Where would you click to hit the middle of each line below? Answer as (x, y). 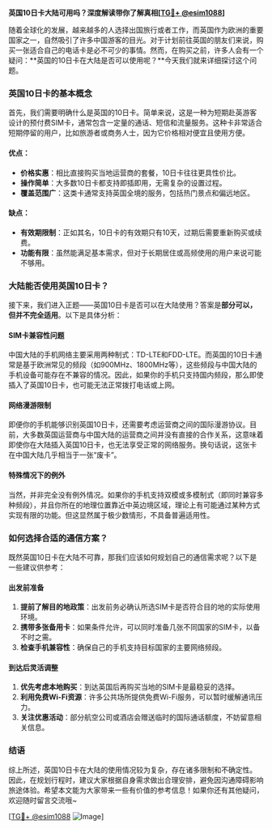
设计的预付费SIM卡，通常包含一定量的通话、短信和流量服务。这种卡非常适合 (136, 123)
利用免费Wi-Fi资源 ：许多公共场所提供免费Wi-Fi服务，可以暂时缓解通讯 (138, 697)
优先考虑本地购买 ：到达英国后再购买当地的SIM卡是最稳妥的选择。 (130, 687)
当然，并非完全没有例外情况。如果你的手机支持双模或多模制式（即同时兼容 (132, 494)
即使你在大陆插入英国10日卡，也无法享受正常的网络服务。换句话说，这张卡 (133, 445)
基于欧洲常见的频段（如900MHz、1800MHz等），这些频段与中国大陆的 (140, 365)
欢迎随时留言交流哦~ (43, 800)
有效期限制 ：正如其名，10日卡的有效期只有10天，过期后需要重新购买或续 (141, 232)
